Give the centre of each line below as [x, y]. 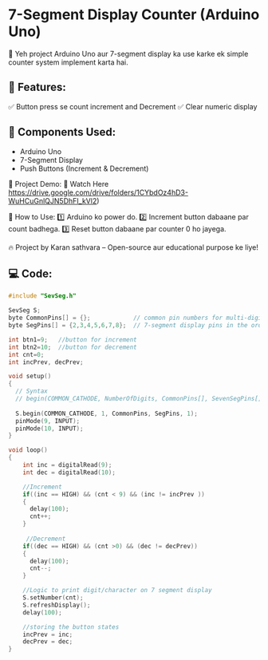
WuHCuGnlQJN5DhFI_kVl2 [53, 200]
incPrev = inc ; [48, 634]
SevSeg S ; [25, 310]
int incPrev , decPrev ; [46, 362]
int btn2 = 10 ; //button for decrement [73, 347]
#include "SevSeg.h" [43, 296]
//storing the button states [71, 627]
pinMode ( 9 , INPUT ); [48, 421]
